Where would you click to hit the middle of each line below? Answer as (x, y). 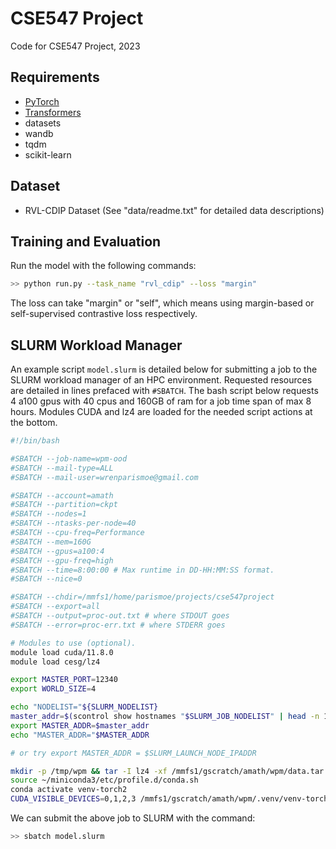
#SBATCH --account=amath (62, 495)
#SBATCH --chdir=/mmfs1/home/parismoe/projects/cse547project (142, 597)
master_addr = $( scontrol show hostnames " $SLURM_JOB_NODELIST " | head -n (165, 717)
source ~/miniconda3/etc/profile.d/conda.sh (104, 780)
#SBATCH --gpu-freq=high (62, 560)
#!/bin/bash (35, 441)
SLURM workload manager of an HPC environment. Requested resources (161, 380)
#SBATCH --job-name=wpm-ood (69, 458)
